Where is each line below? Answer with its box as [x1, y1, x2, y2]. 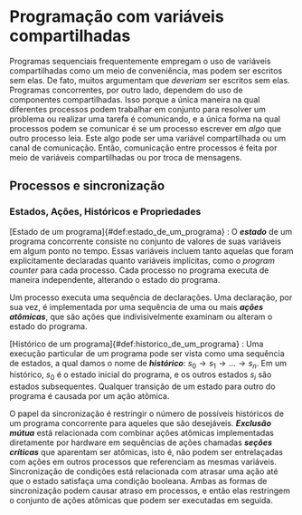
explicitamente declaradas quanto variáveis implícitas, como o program [9, 255, 276, 266]
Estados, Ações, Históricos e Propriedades [9, 206, 202, 219]
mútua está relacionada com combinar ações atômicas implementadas [9, 428, 274, 439]
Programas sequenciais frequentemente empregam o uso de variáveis [9, 55, 271, 66]
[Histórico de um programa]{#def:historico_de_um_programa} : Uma [9, 338, 264, 349]
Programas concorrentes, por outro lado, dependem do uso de [9, 84, 243, 95]
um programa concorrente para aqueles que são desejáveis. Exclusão [9, 418, 272, 429]
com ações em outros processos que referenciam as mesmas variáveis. [9, 456, 278, 468]
